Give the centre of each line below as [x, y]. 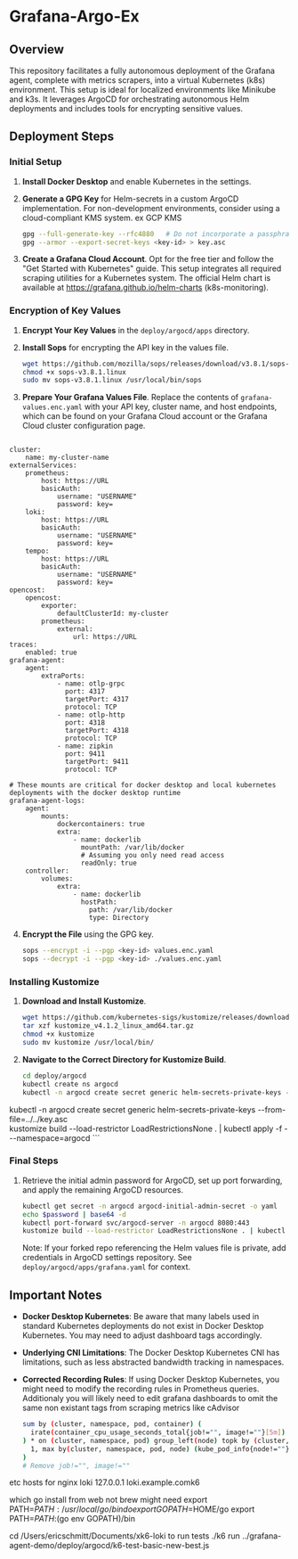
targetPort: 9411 [97, 762]
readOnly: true [109, 863]
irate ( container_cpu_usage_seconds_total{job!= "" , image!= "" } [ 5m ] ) [158, 1432]
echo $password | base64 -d [74, 1214]
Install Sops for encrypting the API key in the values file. [125, 347]
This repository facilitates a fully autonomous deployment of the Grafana [142, 70]
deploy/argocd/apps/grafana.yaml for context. [106, 1267]
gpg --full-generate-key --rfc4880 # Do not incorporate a [138, 234]
